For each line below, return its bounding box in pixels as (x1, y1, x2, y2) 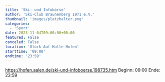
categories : (5, 21, 30, 26)
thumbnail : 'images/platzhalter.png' (5, 16, 84, 21)
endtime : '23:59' (5, 53, 41, 59)
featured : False (5, 35, 39, 40)
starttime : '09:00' (5, 49, 46, 54)
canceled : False (5, 40, 39, 45)
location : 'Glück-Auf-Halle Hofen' (5, 44, 79, 49)
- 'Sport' (9, 26, 30, 31)
